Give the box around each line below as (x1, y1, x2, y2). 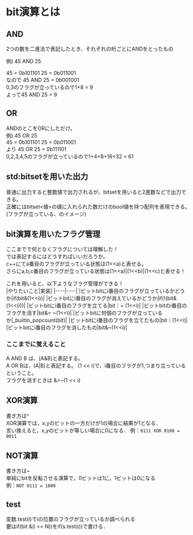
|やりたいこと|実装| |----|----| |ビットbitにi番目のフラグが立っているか (6, 288, 175, 295)
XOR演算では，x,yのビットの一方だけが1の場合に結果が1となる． (6, 420, 161, 427)
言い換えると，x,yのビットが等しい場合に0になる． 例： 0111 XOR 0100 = (6, 427, 180, 434)
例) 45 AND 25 (6, 58, 42, 64)
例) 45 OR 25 (6, 132, 37, 139)
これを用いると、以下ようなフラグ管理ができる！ (6, 280, 124, 287)
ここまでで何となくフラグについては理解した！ (6, 246, 119, 253)
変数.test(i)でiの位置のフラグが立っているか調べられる (6, 516, 136, 523)
